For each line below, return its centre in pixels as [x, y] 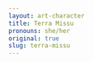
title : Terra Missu [41, 23]
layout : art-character [46, 16]
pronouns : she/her [39, 31]
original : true [34, 38]
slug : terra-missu [39, 46]
